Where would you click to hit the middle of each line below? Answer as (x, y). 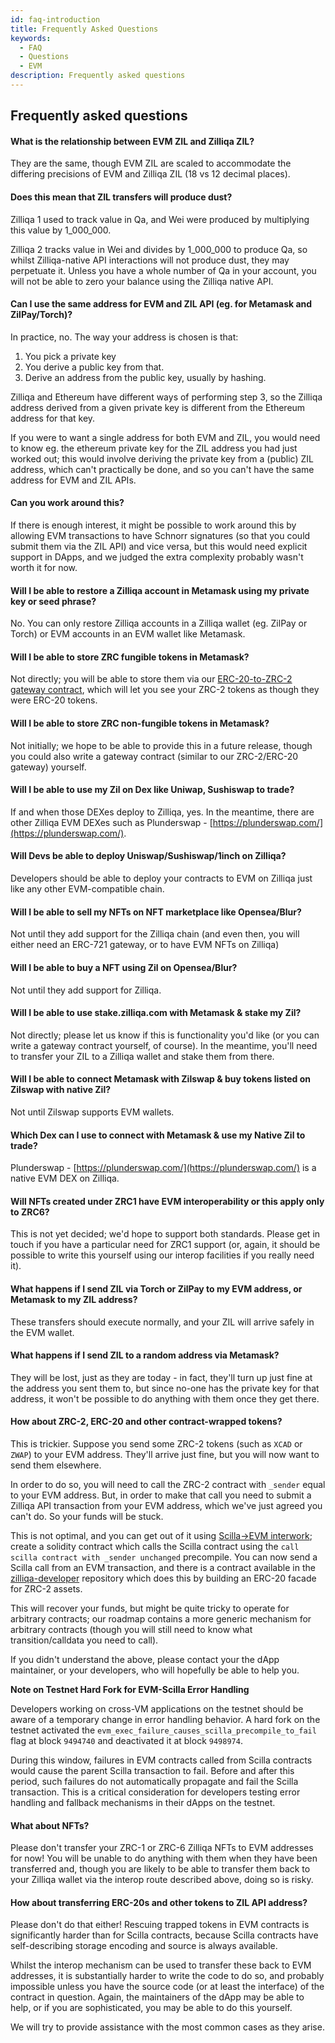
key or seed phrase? (53, 601)
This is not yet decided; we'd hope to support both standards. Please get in (165, 1234)
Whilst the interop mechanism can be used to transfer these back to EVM (161, 1965)
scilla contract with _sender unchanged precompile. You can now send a (164, 1557)
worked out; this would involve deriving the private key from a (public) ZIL (162, 458)
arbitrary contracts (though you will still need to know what (131, 1629)
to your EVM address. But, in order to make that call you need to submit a (161, 1495)
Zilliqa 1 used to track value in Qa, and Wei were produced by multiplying (160, 219)
